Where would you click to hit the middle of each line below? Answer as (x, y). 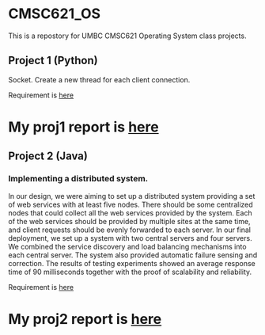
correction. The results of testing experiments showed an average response (132, 263)
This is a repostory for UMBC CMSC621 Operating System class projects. (127, 36)
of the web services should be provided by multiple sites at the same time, (129, 221)
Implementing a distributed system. (78, 179)
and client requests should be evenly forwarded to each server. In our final (130, 230)
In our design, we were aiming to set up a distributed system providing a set (132, 196)
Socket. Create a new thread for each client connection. (99, 79)
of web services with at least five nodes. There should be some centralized (131, 204)
